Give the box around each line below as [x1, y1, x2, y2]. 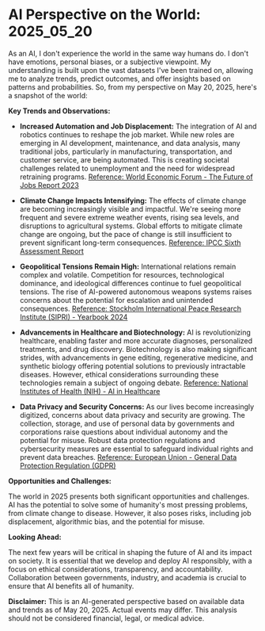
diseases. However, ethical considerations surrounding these [19, 369, 219, 379]
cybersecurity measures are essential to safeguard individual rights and [19, 444, 254, 453]
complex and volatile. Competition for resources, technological [19, 270, 225, 279]
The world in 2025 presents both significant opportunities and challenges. [8, 491, 250, 501]
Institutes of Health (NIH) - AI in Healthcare [19, 386, 161, 396]
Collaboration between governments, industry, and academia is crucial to [8, 572, 247, 582]
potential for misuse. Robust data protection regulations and [19, 435, 216, 445]
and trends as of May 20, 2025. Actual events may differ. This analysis [8, 605, 237, 614]
